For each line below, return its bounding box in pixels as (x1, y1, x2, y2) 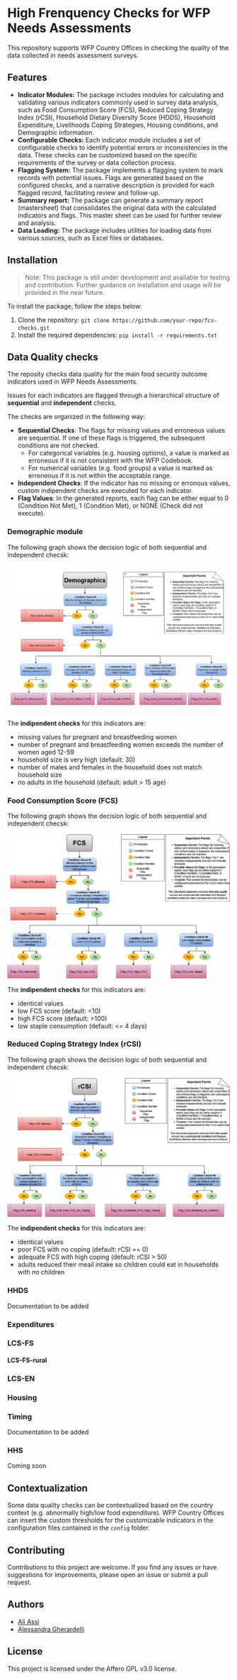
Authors (7, 1598, 45, 1611)
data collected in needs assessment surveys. (7, 51, 139, 60)
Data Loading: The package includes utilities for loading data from (17, 226, 212, 235)
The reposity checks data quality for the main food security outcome (7, 370, 207, 379)
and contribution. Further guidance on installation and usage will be (24, 280, 221, 289)
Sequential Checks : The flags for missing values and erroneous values (17, 426, 226, 435)
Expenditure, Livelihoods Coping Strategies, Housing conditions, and (17, 121, 218, 129)
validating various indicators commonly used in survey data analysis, (17, 98, 219, 106)
